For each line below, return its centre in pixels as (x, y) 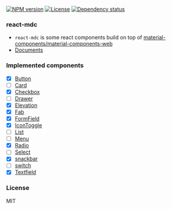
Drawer (24, 99)
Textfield (26, 172)
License (18, 188)
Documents (29, 50)
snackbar (26, 159)
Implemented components (45, 65)
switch (23, 166)
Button (23, 78)
